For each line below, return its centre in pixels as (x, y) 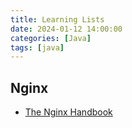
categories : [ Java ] (51, 38)
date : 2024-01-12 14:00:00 (66, 29)
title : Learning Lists (57, 19)
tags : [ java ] (37, 47)
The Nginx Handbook (68, 112)
